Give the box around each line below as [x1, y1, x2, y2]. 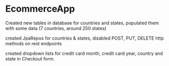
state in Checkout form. [5, 55, 55, 61]
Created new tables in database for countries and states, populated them [5, 20, 159, 26]
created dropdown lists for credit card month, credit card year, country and [5, 50, 163, 56]
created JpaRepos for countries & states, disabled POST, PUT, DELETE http [5, 35, 164, 41]
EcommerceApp [5, 3, 75, 15]
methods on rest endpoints [5, 40, 62, 46]
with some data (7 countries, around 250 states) [5, 25, 107, 31]
